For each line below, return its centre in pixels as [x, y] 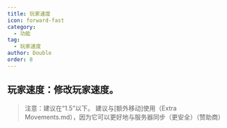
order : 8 [20, 60]
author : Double [30, 53]
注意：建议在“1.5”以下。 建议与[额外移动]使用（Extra [101, 108]
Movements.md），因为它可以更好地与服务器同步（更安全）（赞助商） [124, 117]
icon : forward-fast [36, 20]
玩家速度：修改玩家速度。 [63, 90]
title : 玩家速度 [29, 14]
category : [22, 27]
